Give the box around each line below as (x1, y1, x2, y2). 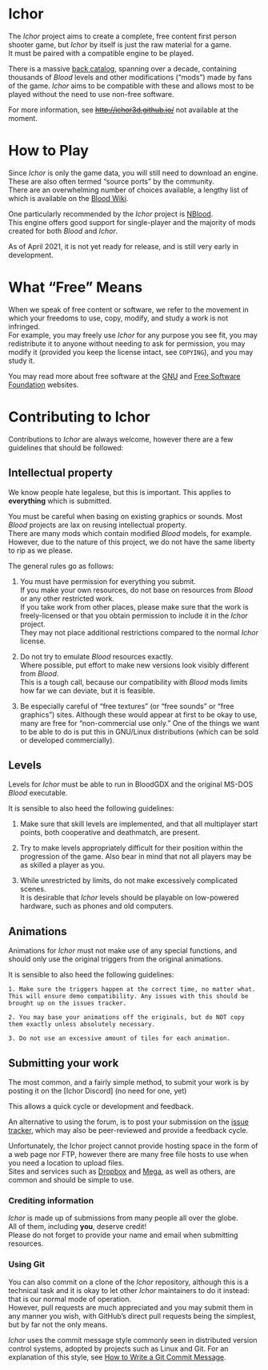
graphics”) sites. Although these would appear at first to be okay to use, (19, 710, 258, 719)
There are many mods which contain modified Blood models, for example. (8, 528, 252, 538)
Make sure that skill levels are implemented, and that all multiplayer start (19, 819, 258, 829)
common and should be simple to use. (8, 1175, 134, 1184)
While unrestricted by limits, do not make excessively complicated (19, 876, 238, 885)
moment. (8, 113, 38, 123)
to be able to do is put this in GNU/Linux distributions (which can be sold (19, 727, 258, 736)
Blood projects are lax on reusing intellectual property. (8, 520, 187, 530)
